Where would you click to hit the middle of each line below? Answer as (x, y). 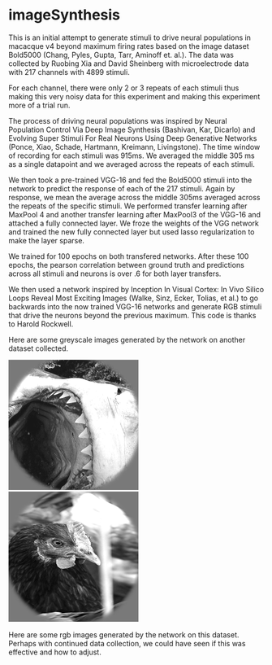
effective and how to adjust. (55, 652)
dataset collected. (39, 348)
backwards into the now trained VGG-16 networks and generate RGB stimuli (135, 306)
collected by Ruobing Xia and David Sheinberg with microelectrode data (129, 63)
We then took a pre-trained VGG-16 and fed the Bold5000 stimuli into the (130, 180)
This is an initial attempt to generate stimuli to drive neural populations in (130, 37)
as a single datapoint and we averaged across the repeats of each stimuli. (132, 164)
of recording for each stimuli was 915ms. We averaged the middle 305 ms (132, 155)
